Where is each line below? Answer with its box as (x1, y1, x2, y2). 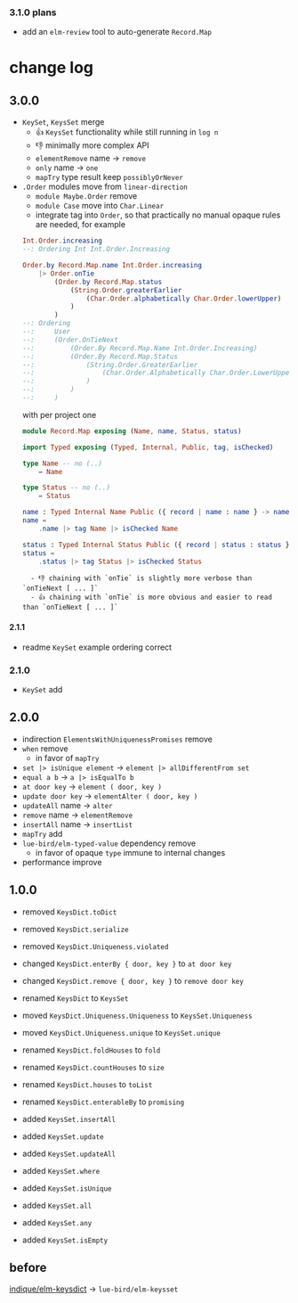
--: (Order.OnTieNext (21, 335, 118, 344)
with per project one (21, 409, 97, 420)
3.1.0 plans (9, 6, 57, 19)
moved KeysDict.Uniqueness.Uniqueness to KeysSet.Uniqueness (21, 1010, 253, 1020)
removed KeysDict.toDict (21, 906, 117, 917)
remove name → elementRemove (21, 809, 133, 820)
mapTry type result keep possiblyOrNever (35, 172, 184, 183)
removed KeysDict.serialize (21, 923, 129, 934)
